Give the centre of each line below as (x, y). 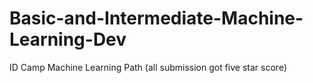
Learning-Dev (68, 39)
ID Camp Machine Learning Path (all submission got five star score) (148, 67)
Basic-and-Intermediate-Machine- (156, 18)
